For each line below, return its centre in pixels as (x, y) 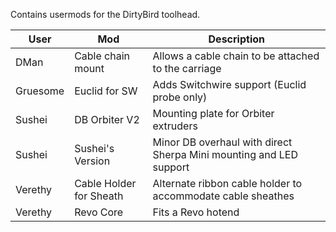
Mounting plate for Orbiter (213, 113)
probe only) (180, 97)
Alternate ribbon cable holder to (227, 183)
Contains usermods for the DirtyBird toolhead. (105, 14)
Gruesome (40, 91)
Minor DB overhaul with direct (222, 142)
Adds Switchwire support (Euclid (229, 84)
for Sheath (99, 196)
